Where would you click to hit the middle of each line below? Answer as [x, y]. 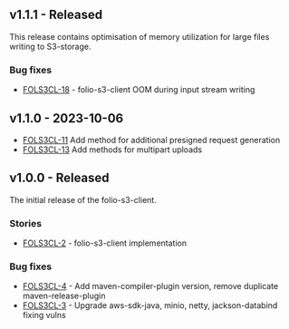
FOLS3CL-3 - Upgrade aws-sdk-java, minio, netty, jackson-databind [150, 305]
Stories [26, 223]
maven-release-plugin [64, 296]
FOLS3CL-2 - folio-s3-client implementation [105, 243]
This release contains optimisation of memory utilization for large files [140, 36]
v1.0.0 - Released [60, 178]
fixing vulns [44, 315]
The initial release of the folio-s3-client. [83, 199]
